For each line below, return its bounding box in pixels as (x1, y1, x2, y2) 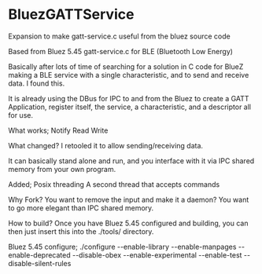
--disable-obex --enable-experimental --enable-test (72, 250, 242, 260)
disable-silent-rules (8, 258, 72, 268)
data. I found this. (8, 79, 65, 88)
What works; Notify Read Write (8, 126, 109, 135)
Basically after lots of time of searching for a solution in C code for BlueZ (8, 61, 244, 71)
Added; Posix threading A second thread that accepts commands (8, 179, 220, 189)
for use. (8, 110, 34, 119)
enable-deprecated (8, 250, 71, 260)
